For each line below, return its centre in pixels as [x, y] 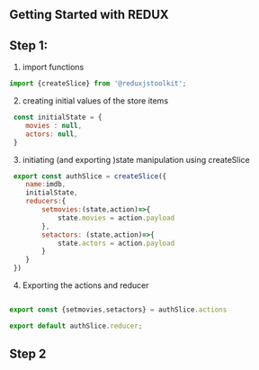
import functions [53, 68]
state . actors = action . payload [116, 243]
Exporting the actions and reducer [85, 285]
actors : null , [52, 134]
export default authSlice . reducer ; [76, 326]
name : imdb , [46, 185]
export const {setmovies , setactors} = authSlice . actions [118, 310]
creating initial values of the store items [95, 101]
